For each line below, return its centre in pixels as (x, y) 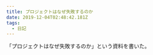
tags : (13, 23)
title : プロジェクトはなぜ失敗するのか (50, 12)
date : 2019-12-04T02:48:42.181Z (47, 17)
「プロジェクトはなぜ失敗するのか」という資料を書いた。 (78, 46)
